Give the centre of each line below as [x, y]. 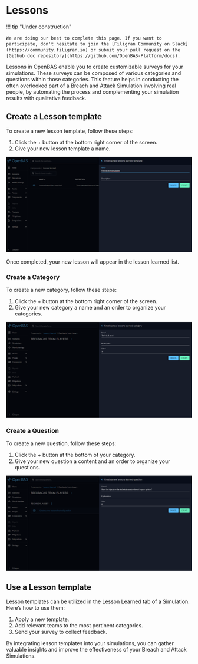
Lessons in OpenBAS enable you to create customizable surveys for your [95, 67]
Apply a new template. [42, 619]
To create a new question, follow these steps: [61, 443]
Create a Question [33, 430]
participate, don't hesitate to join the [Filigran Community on [88, 44]
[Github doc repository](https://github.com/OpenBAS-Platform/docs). [93, 56]
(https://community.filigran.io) [47, 50]
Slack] [180, 44]
